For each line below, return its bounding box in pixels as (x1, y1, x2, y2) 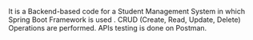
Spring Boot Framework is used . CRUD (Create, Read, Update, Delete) (8, 15, 242, 24)
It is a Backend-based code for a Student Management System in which (8, 7, 246, 16)
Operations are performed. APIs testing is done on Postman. (8, 24, 207, 32)
